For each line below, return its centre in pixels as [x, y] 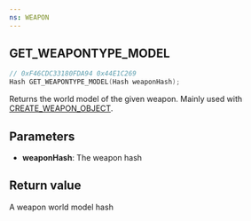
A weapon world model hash [61, 207]
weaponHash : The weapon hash [82, 158]
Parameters [42, 136]
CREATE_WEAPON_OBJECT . [61, 108]
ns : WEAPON [29, 17]
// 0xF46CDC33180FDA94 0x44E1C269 [73, 74]
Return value [45, 186]
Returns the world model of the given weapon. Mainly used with [126, 99]
